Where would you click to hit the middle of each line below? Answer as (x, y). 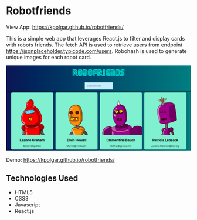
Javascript (27, 205)
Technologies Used (42, 178)
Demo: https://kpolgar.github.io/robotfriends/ (60, 159)
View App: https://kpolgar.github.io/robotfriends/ (65, 27)
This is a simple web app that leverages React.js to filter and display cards (96, 38)
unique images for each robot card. (49, 57)
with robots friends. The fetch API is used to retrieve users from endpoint (94, 45)
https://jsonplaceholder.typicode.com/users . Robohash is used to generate (96, 51)
